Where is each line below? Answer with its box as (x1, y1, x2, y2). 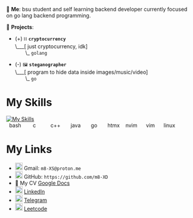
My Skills (6, 96, 52, 110)
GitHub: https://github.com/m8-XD (23, 173, 108, 180)
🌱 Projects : (6, 24, 34, 30)
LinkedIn (23, 188, 45, 195)
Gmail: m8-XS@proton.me (23, 164, 82, 172)
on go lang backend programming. (6, 12, 91, 19)
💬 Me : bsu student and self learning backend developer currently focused (6, 6, 188, 13)
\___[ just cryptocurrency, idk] (14, 43, 88, 50)
